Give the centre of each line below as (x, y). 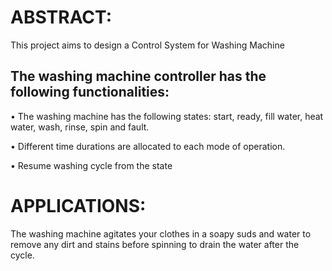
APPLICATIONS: (78, 205)
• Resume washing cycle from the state (91, 165)
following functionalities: (90, 92)
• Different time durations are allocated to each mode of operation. (148, 146)
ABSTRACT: (61, 17)
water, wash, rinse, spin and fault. (80, 127)
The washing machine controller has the (138, 76)
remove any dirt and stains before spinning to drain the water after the (155, 244)
